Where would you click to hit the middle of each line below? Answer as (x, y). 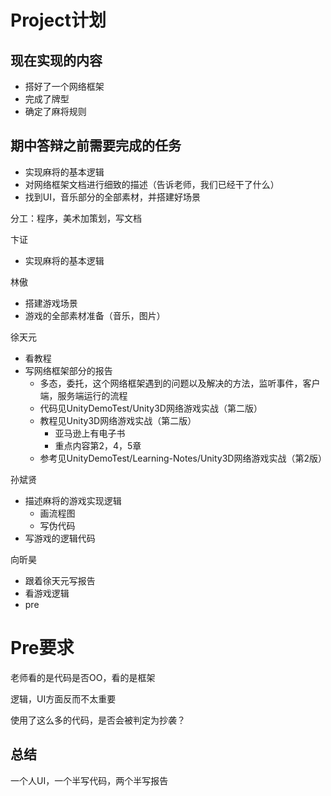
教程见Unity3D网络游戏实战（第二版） (118, 420)
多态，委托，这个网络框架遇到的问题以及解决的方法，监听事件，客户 (180, 383)
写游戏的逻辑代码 (60, 538)
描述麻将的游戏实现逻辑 (73, 500)
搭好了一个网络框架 (64, 86)
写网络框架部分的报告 (68, 370)
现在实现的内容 (56, 60)
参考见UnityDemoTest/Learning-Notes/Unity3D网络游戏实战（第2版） (183, 458)
